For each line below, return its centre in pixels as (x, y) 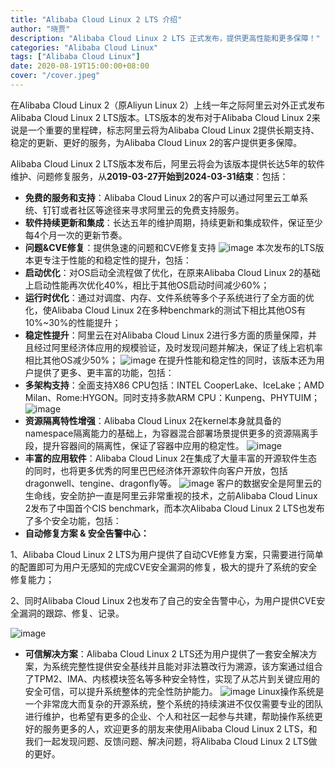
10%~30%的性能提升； (73, 322)
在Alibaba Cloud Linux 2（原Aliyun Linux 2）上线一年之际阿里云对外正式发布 (168, 105)
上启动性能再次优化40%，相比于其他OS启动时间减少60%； (147, 285)
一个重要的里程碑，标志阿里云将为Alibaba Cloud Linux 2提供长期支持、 (173, 130)
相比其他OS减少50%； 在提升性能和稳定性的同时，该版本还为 (170, 360)
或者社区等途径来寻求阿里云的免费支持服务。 (152, 210)
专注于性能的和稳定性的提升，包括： (117, 260)
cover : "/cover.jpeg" (55, 76)
